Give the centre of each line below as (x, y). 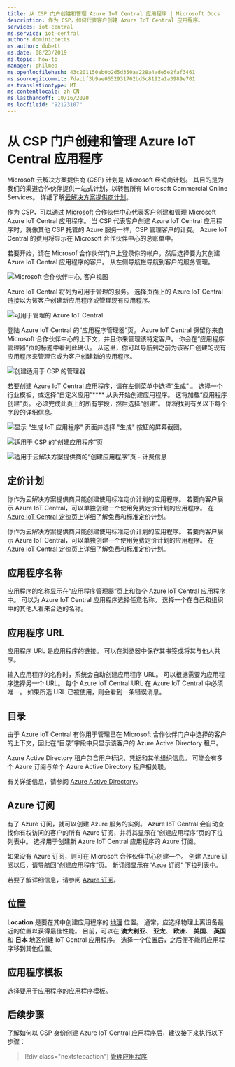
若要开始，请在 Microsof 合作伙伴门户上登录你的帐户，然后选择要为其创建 (114, 253)
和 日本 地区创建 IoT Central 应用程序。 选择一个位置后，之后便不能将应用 (113, 939)
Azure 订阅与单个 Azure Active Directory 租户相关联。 (92, 767)
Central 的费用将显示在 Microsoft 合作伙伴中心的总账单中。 (92, 238)
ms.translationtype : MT (42, 85)
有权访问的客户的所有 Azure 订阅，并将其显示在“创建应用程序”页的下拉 (121, 832)
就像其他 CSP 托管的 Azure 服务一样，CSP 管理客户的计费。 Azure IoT (127, 229)
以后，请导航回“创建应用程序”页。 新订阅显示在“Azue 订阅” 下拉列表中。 (117, 865)
